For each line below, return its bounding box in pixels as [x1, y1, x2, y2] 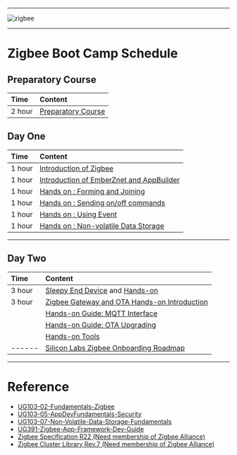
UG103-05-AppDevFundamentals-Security [17, 410, 142, 418]
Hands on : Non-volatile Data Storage [39, 221, 164, 231]
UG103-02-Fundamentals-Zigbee [17, 402, 115, 410]
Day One [7, 130, 46, 142]
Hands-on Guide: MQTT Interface [45, 309, 158, 318]
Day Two [7, 253, 47, 265]
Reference [7, 379, 69, 395]
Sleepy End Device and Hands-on [45, 285, 159, 295]
